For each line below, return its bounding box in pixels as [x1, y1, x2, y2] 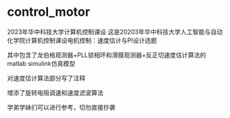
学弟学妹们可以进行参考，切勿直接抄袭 [7, 103, 115, 111]
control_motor [7, 4, 91, 20]
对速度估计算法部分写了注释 [7, 73, 86, 82]
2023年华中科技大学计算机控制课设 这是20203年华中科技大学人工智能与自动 [7, 27, 223, 36]
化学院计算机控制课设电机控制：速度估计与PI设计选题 [7, 36, 157, 45]
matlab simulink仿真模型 [7, 59, 76, 67]
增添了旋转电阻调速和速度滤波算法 [7, 88, 104, 97]
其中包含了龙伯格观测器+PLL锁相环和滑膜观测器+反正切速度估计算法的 [7, 51, 207, 59]
